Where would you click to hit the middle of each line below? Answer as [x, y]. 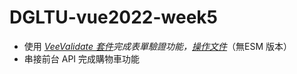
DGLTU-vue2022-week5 [114, 17]
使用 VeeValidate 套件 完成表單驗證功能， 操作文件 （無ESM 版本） [158, 46]
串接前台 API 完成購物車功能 [82, 58]
